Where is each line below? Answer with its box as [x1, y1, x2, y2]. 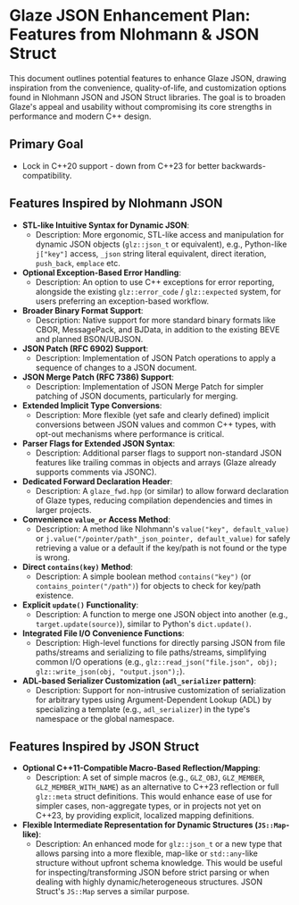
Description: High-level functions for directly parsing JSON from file [35, 637, 286, 648]
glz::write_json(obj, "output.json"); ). [35, 666, 186, 676]
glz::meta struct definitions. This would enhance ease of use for [35, 792, 273, 802]
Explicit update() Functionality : [21, 599, 139, 610]
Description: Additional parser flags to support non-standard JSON [35, 448, 282, 458]
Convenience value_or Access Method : [21, 514, 171, 524]
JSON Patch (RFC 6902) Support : [21, 343, 149, 354]
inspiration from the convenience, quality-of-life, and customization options [9, 82, 287, 93]
